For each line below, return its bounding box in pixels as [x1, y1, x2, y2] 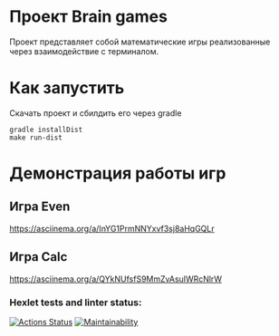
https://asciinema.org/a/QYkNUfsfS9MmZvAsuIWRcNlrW [9, 274, 222, 284]
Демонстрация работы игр [9, 163, 226, 184]
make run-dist [9, 133, 63, 142]
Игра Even [9, 199, 71, 215]
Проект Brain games [9, 6, 168, 27]
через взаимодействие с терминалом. [9, 45, 159, 56]
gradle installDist [9, 125, 83, 134]
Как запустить [9, 78, 125, 99]
